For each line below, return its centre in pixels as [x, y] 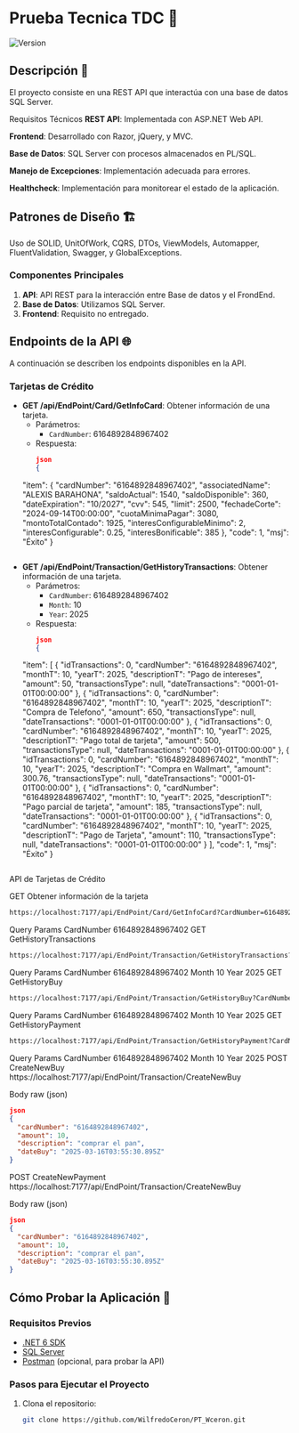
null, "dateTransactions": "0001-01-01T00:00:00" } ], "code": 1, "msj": [149, 845]
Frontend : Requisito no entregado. [85, 313]
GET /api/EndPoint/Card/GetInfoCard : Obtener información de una [146, 405]
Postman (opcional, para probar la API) [93, 1361]
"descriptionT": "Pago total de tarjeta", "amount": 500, [121, 741]
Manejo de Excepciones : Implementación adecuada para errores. [130, 170]
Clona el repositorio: [59, 1404]
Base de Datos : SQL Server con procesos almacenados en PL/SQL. [133, 153]
